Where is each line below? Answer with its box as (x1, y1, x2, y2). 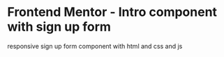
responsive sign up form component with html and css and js (7, 42, 183, 50)
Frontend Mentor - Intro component (7, 4, 218, 20)
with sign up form (7, 19, 112, 35)
